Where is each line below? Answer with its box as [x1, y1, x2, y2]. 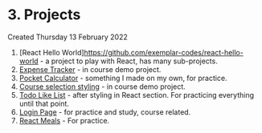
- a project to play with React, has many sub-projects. [39, 56, 218, 66]
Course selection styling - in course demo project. [18, 82, 186, 91]
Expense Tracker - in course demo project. [18, 64, 162, 74]
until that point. [18, 99, 70, 108]
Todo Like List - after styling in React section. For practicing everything [18, 90, 255, 99]
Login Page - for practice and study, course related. [18, 107, 191, 117]
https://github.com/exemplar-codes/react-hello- [84, 47, 244, 57]
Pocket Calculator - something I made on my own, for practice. [18, 73, 227, 83]
